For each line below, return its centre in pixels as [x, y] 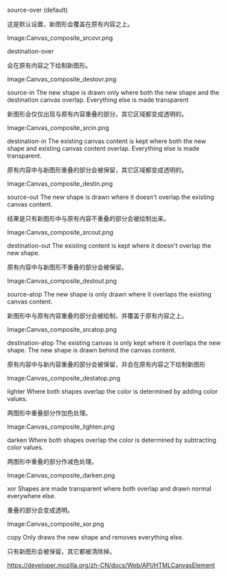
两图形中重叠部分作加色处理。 [49, 413]
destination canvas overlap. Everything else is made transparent [98, 100]
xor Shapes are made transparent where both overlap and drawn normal [109, 489]
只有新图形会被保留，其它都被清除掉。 [61, 551]
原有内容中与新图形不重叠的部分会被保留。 [67, 267]
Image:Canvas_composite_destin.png [60, 184]
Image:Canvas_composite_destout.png [62, 281]
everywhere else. [32, 496]
